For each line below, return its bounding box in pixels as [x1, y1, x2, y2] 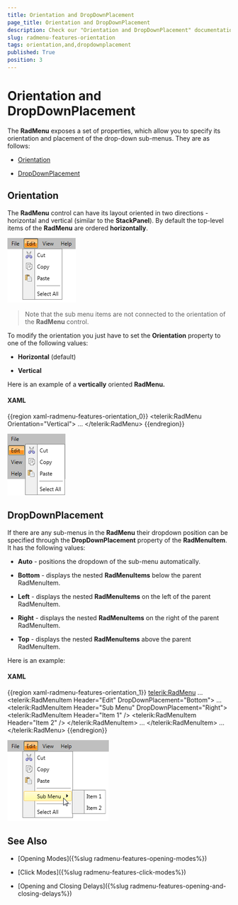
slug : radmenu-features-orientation [7, 34, 115, 41]
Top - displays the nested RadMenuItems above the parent [17, 634, 191, 643]
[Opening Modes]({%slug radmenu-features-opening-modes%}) [17, 854, 208, 862]
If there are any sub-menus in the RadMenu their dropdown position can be [7, 528, 228, 536]
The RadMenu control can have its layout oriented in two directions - [7, 208, 209, 217]
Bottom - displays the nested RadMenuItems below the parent [17, 570, 202, 579]
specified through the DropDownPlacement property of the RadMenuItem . [7, 536, 228, 544]
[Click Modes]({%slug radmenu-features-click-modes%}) [17, 867, 186, 877]
